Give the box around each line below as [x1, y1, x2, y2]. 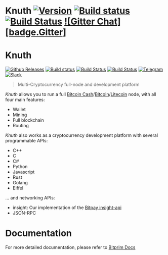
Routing [12, 123, 29, 129]
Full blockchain [12, 117, 45, 123]
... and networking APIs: [5, 195, 55, 201]
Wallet [12, 107, 26, 113]
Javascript [12, 169, 35, 175]
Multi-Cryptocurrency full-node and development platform [17, 81, 140, 88]
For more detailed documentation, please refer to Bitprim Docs [5, 244, 136, 250]
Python [12, 164, 28, 170]
